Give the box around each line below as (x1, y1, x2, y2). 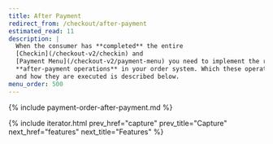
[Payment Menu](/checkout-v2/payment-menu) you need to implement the (15, 58, 260, 66)
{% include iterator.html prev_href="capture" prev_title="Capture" (8, 118, 227, 128)
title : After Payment (8, 11, 82, 20)
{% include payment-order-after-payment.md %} (8, 103, 173, 112)
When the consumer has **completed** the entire (15, 42, 184, 50)
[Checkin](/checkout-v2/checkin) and (15, 50, 144, 58)
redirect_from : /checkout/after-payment (8, 20, 148, 28)
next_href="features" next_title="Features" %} (8, 127, 164, 137)
